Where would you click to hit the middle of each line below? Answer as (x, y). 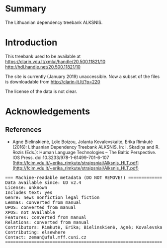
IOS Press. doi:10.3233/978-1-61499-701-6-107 (61, 158)
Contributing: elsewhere (35, 232)
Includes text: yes (29, 192)
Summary (26, 9)
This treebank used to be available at (43, 56)
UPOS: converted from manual (41, 207)
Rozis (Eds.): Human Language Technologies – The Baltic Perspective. (84, 152)
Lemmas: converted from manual (43, 202)
